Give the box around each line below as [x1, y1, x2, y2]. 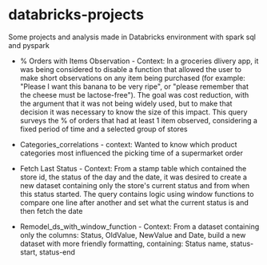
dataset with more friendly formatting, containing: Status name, [19, 239, 229, 248]
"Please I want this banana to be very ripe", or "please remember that [19, 82, 249, 91]
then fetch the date [19, 206, 83, 215]
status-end [38, 247, 76, 257]
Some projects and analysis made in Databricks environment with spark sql [8, 32, 256, 42]
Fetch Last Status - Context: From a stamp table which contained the [19, 163, 247, 173]
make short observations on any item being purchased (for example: [19, 73, 245, 82]
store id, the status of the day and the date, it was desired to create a [19, 172, 248, 182]
